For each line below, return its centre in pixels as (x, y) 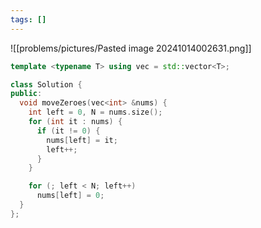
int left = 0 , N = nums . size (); (95, 112)
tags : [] (28, 19)
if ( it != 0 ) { (68, 131)
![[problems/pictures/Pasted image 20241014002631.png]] (131, 48)
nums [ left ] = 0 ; (70, 196)
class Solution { (46, 84)
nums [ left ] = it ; (82, 140)
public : (26, 94)
